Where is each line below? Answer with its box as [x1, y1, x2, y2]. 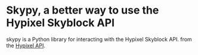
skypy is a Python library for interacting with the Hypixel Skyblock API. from [6, 35, 192, 43]
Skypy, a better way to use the [6, 4, 159, 17]
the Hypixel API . [6, 42, 46, 49]
